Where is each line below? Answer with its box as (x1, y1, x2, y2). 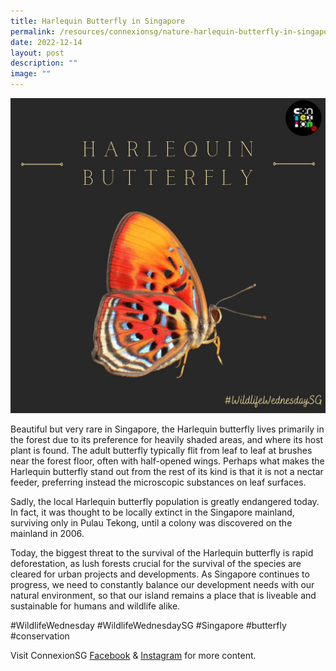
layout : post (10, 48, 65, 58)
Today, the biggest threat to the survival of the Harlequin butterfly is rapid (10, 547, 314, 559)
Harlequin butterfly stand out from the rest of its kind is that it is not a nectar (10, 466, 324, 477)
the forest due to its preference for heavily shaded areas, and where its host (10, 434, 324, 445)
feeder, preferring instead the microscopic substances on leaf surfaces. (10, 476, 307, 488)
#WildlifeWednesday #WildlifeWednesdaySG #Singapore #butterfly (10, 620, 287, 631)
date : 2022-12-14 (10, 37, 83, 47)
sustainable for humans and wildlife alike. (10, 600, 181, 612)
